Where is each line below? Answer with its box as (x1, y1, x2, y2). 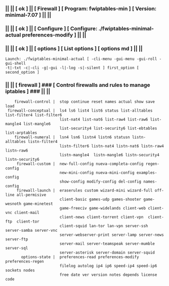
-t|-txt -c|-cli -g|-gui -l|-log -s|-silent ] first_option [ (5, 65, 139, 70)
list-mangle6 (23, 122, 51, 127)
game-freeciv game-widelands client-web (59, 206, 146, 211)
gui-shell (5, 61, 26, 66)
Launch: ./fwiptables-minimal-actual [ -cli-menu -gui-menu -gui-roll (5, 56, 157, 62)
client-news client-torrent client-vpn (59, 214, 144, 220)
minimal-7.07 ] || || (5, 11, 52, 18)
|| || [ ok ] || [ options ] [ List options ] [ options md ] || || (5, 45, 143, 52)
